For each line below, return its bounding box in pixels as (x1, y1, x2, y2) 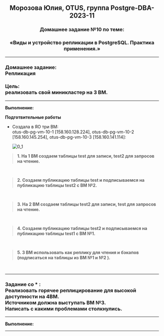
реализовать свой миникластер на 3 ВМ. (5, 89, 108, 96)
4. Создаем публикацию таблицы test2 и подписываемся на (17, 225, 147, 231)
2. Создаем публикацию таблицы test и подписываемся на (17, 177, 145, 183)
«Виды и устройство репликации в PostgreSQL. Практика (9, 39, 155, 46)
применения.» (63, 45, 101, 52)
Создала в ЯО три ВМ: (12, 124, 59, 129)
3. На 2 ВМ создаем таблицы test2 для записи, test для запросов (17, 201, 156, 207)
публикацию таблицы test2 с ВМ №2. (17, 182, 98, 188)
